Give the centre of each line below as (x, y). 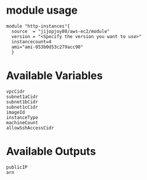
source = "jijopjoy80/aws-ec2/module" (61, 31)
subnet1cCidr (22, 107)
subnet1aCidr (22, 97)
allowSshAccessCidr (30, 128)
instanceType (22, 117)
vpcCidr (16, 91)
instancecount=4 (31, 42)
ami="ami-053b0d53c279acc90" (47, 47)
